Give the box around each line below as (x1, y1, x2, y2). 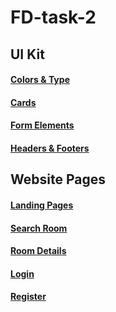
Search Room (10, 222, 68, 234)
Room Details (10, 245, 67, 257)
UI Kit (10, 46, 45, 63)
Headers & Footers (10, 142, 90, 154)
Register (10, 291, 47, 303)
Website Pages (10, 171, 106, 188)
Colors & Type (10, 74, 70, 86)
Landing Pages (10, 199, 74, 211)
